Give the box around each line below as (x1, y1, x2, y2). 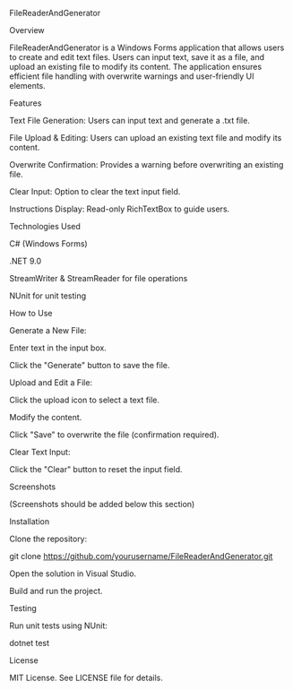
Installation (9, 516, 50, 527)
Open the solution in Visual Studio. (9, 568, 137, 579)
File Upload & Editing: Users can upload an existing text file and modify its (9, 133, 282, 142)
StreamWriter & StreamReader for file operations (9, 273, 188, 283)
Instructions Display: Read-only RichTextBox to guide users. (9, 203, 230, 214)
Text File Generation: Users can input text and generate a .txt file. (9, 116, 251, 125)
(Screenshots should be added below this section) (9, 499, 195, 509)
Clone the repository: (9, 533, 88, 544)
